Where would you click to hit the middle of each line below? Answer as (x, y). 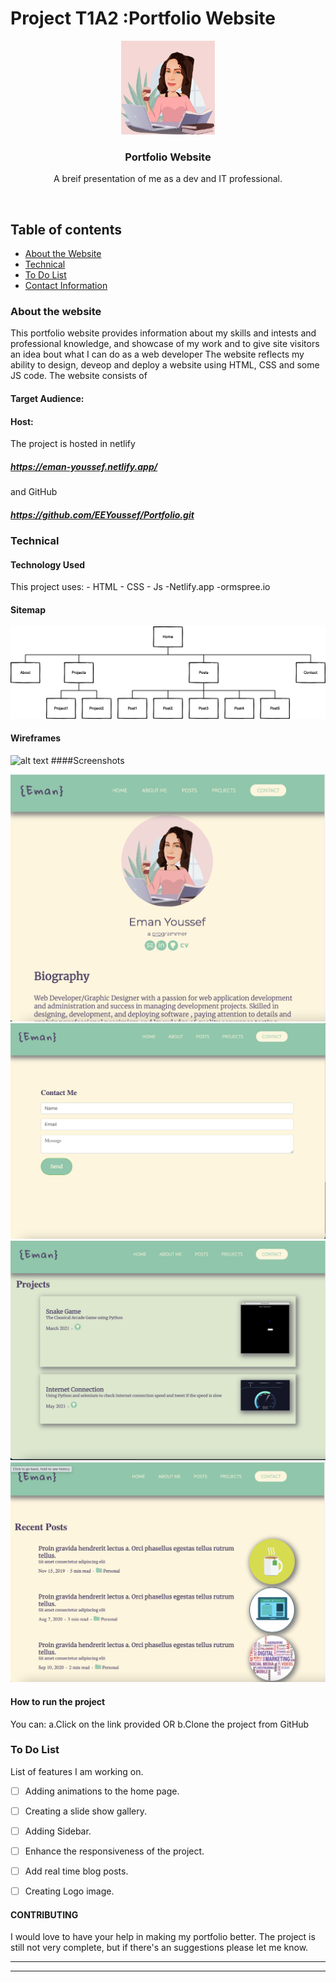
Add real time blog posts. (76, 1871)
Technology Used (48, 564)
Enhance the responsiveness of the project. (114, 1851)
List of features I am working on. (77, 1771)
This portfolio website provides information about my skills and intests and (163, 333)
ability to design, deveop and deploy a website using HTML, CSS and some (165, 365)
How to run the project (58, 1701)
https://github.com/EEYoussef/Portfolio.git (102, 514)
